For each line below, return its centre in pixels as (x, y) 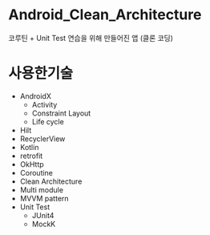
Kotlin (29, 147)
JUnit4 (43, 215)
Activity (44, 104)
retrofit (31, 156)
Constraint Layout (61, 113)
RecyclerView (42, 139)
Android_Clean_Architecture (105, 15)
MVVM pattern (44, 198)
